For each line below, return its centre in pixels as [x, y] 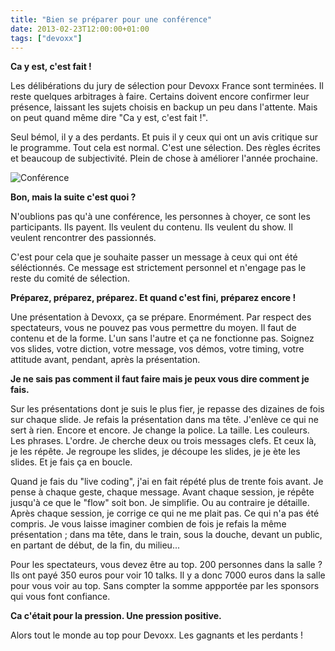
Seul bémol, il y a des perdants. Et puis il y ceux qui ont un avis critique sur [164, 137]
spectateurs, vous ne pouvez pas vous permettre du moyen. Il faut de [153, 328]
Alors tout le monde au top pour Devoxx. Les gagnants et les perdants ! [157, 635]
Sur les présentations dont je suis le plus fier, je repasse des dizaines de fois [167, 409]
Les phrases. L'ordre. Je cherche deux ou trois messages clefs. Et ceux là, [163, 441]
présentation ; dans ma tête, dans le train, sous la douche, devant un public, [166, 535]
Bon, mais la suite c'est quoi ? [73, 197]
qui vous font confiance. [60, 597]
